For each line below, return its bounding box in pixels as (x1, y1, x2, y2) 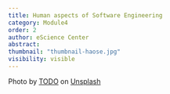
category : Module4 (8, 19, 68, 27)
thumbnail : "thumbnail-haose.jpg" (8, 48, 121, 56)
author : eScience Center (8, 33, 89, 42)
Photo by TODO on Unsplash (8, 76, 101, 86)
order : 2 (8, 26, 37, 34)
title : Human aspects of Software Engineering (8, 11, 163, 20)
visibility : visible (8, 56, 76, 63)
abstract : (8, 41, 41, 49)
